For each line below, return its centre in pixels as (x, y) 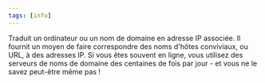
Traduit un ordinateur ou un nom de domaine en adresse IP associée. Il (125, 38)
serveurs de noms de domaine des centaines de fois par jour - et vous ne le (133, 63)
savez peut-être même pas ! (55, 71)
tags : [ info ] (30, 15)
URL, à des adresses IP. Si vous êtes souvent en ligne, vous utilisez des (126, 55)
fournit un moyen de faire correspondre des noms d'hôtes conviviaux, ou (129, 46)
